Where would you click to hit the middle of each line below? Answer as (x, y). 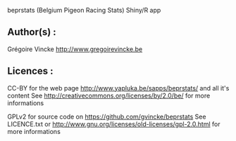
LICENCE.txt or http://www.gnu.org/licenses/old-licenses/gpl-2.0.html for (114, 124)
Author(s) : (32, 32)
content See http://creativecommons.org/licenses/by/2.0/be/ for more (109, 95)
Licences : (31, 71)
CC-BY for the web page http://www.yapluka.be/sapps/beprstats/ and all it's (118, 88)
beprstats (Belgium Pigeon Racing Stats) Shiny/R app (84, 10)
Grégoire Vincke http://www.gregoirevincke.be (75, 49)
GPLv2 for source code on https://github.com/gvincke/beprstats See (107, 116)
